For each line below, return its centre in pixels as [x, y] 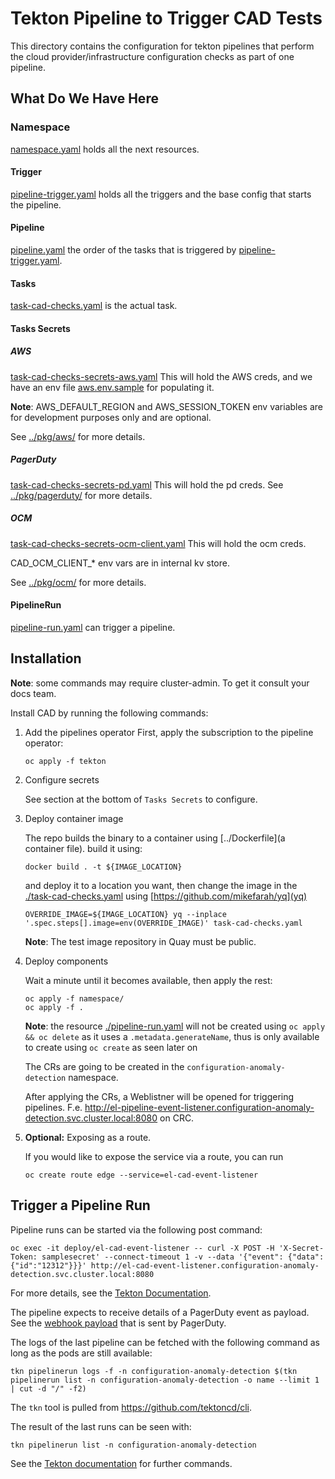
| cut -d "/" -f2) [48, 1388]
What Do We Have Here [84, 98]
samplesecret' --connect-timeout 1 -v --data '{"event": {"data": [183, 1257]
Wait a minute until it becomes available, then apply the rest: [148, 980]
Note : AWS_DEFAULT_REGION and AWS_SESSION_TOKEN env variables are [167, 406]
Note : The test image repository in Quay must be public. [140, 941]
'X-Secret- [301, 1248]
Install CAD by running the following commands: [109, 713]
